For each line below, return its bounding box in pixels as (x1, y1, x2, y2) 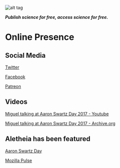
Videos (5, 98, 28, 106)
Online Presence (5, 32, 75, 43)
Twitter (5, 64, 20, 70)
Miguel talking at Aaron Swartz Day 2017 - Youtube (5, 111, 109, 117)
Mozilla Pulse (5, 157, 32, 163)
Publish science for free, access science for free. (5, 14, 109, 20)
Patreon (5, 84, 21, 89)
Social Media (5, 51, 46, 59)
